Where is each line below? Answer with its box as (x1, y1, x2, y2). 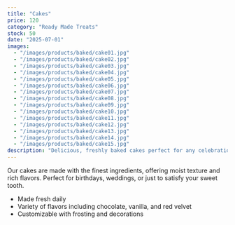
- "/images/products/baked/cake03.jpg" (13, 62, 130, 69)
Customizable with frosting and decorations (17, 210, 144, 218)
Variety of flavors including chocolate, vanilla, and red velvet (17, 203, 192, 210)
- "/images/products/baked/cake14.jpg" (13, 134, 130, 141)
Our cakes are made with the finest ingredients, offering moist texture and (7, 166, 220, 175)
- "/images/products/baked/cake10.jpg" (13, 108, 130, 115)
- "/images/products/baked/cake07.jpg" (13, 88, 130, 95)
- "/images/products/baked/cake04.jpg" (13, 69, 130, 76)
